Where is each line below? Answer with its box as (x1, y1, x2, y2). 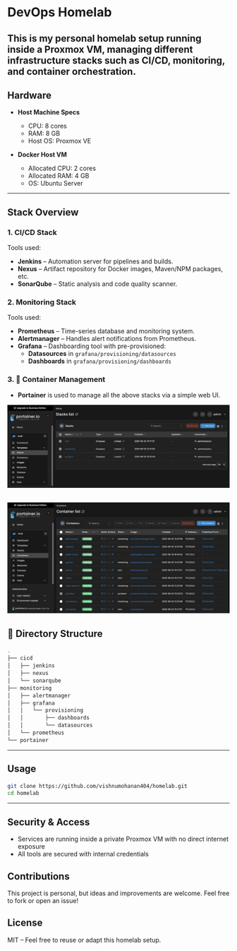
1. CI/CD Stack (7, 227, 58, 237)
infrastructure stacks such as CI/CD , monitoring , (7, 54, 226, 66)
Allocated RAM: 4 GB (28, 172, 90, 180)
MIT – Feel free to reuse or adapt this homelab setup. (7, 935, 162, 944)
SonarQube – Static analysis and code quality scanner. (17, 280, 178, 288)
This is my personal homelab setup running (7, 32, 202, 44)
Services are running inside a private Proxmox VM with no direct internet (17, 835, 229, 844)
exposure (17, 842, 46, 851)
